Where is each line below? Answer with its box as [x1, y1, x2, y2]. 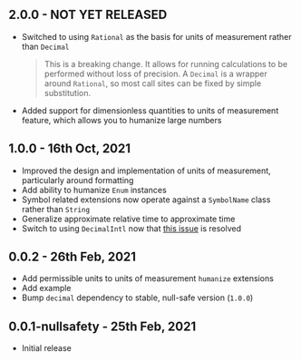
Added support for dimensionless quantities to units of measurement [21, 104, 279, 116]
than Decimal [21, 41, 70, 52]
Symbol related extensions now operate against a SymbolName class [21, 194, 271, 205]
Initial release [21, 343, 72, 354]
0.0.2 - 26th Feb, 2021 [8, 249, 137, 265]
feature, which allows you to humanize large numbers [21, 114, 222, 125]
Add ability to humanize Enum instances [21, 184, 167, 195]
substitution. [44, 87, 92, 98]
